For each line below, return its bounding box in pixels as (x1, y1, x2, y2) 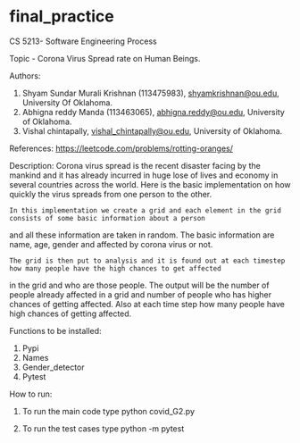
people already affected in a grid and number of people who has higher (9, 288, 272, 300)
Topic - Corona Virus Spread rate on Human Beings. (9, 53, 201, 63)
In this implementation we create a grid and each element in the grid (9, 205, 281, 215)
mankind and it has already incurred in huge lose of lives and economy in (9, 170, 279, 180)
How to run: (9, 389, 53, 399)
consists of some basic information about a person (9, 213, 205, 222)
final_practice (9, 6, 114, 27)
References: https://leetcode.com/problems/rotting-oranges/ (9, 143, 234, 154)
